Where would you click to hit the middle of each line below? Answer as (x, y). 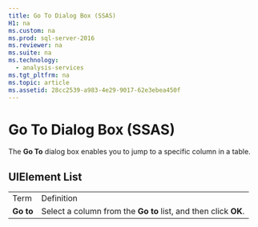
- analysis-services (50, 68)
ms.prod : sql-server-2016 (51, 38)
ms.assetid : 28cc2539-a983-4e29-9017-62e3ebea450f (95, 90)
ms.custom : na (32, 30)
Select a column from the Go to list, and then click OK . (143, 211)
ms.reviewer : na (35, 46)
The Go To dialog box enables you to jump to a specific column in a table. (129, 152)
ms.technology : (34, 61)
